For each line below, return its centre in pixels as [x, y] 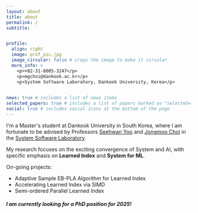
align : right [27, 49]
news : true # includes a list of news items [62, 98]
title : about [22, 17]
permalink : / [22, 22]
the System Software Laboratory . [46, 138]
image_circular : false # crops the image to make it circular [89, 60]
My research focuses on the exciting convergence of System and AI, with [95, 149]
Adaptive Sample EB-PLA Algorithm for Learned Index [80, 178]
